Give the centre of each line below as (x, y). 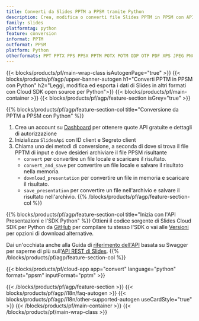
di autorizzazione (36, 134)
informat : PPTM (25, 39)
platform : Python (28, 50)
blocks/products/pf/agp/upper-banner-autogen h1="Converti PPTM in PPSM (99, 79)
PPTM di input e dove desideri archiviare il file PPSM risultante (91, 152)
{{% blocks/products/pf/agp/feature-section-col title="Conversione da (92, 109)
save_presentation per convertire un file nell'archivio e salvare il (102, 190)
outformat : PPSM (26, 45)
